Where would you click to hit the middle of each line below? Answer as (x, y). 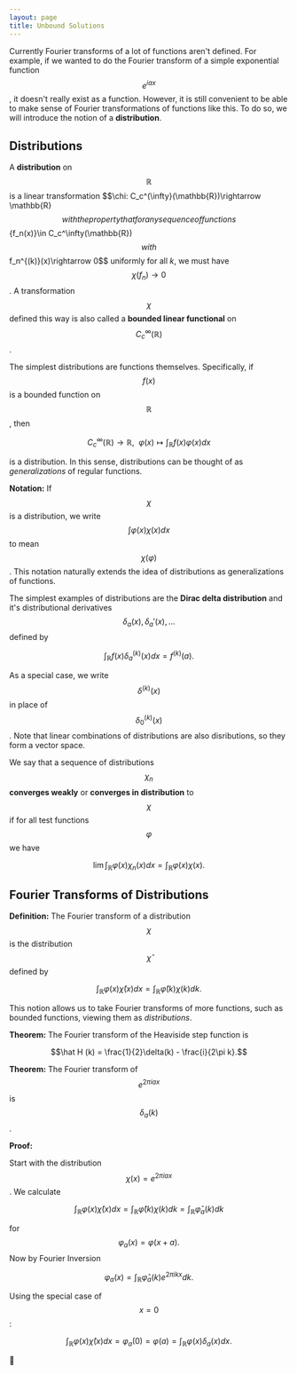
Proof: (21, 1145)
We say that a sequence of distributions (82, 762)
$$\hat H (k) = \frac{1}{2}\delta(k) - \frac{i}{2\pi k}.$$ (149, 1052)
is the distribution (41, 944)
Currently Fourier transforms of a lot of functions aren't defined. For (133, 51)
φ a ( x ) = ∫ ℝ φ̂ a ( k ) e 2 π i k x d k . (149, 1277)
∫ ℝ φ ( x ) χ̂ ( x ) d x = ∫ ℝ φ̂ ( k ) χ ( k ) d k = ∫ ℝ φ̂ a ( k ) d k (149, 1210)
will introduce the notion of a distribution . (86, 118)
